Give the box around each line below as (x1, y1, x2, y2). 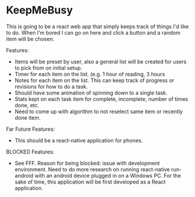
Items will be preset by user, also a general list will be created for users (14, 58, 187, 65)
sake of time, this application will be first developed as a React (14, 178, 166, 185)
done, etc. (14, 101, 39, 108)
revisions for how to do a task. (14, 83, 88, 90)
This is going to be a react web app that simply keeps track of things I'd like (6, 23, 189, 30)
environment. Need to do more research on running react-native (14, 165, 170, 173)
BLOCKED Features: (6, 148, 55, 155)
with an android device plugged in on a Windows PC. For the (34, 172, 181, 179)
